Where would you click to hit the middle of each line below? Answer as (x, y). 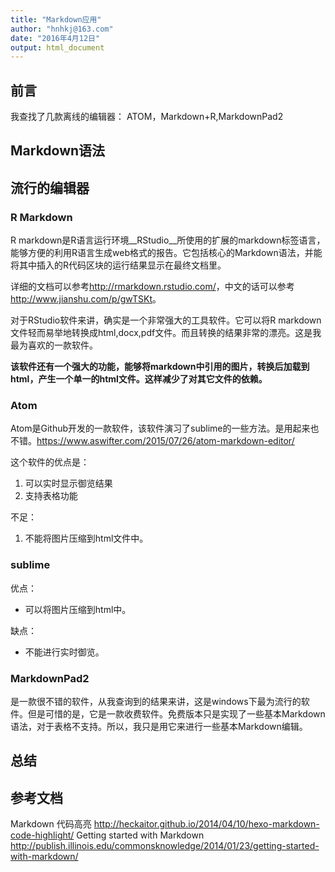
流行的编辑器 (50, 187)
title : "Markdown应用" (56, 19)
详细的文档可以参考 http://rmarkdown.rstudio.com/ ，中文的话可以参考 (152, 287)
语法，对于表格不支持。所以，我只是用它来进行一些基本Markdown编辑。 (159, 727)
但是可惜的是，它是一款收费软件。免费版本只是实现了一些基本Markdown (176, 714)
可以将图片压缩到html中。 (78, 609)
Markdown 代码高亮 (51, 824)
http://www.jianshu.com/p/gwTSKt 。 (86, 299)
